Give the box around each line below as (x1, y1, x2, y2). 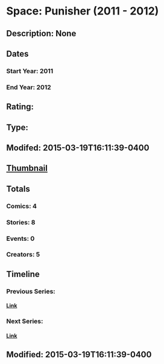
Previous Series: (6, 287, 55, 295)
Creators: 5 (6, 251, 40, 259)
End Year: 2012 (6, 83, 51, 91)
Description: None (6, 28, 77, 39)
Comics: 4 (6, 202, 37, 210)
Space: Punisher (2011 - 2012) (6, 4, 159, 18)
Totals (6, 184, 30, 194)
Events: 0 (6, 234, 35, 243)
